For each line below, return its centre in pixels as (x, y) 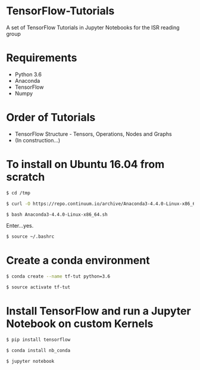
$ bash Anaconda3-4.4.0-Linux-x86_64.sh (57, 214)
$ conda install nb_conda (38, 350)
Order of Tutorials (51, 118)
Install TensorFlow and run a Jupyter (99, 311)
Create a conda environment (78, 261)
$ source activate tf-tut (38, 287)
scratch (26, 177)
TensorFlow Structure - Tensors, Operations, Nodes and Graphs (93, 134)
